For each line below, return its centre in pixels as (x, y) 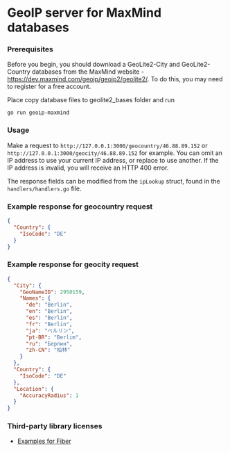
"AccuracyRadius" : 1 (49, 395)
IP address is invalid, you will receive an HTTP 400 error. (88, 168)
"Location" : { (34, 389)
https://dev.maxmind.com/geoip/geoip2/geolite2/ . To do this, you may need (115, 79)
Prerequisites (30, 49)
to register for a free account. (49, 87)
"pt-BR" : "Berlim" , (53, 337)
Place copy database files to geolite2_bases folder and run (91, 100)
